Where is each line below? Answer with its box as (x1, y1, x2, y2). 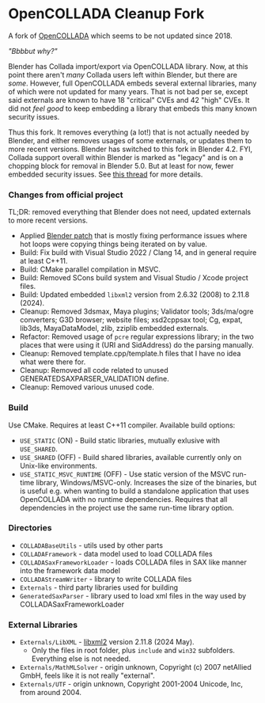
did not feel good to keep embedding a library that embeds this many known (8, 104, 257, 113)
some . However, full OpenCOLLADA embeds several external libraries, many (8, 78, 257, 88)
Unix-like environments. (19, 461, 97, 470)
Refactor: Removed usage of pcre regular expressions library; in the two (19, 332, 255, 341)
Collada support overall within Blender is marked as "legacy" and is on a (8, 152, 244, 162)
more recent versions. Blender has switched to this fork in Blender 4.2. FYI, (8, 144, 253, 154)
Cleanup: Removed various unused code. (19, 382, 154, 392)
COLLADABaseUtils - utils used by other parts (19, 540, 164, 550)
